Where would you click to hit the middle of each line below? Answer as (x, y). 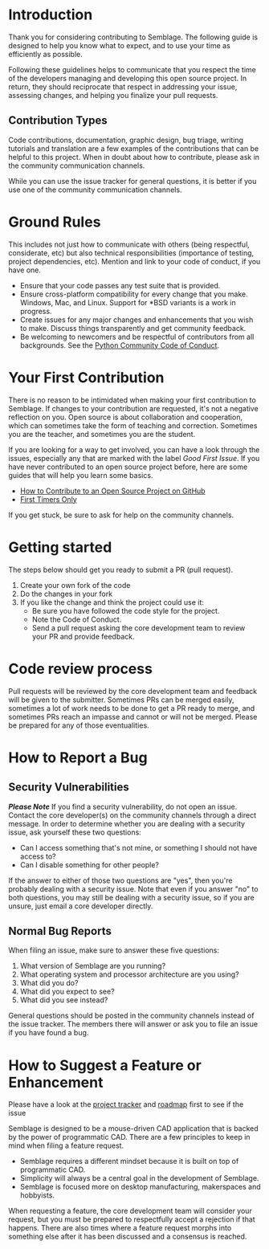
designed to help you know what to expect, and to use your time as (119, 45)
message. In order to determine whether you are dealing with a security (127, 823)
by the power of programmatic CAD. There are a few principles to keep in (129, 1137)
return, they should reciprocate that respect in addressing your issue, (123, 87)
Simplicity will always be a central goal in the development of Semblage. (139, 1178)
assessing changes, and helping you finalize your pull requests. (113, 95)
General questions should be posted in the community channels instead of (131, 1016)
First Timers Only (49, 499)
